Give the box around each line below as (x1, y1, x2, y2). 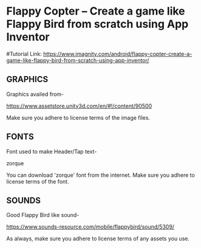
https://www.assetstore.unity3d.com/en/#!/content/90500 (6, 102, 152, 109)
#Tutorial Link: (6, 50, 43, 57)
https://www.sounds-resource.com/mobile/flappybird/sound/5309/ (6, 223, 175, 230)
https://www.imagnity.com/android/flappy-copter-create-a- (43, 50, 192, 57)
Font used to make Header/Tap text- (6, 148, 97, 155)
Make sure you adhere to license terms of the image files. (6, 114, 151, 121)
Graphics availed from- (6, 90, 64, 98)
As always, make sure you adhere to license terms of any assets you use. (6, 235, 190, 243)
